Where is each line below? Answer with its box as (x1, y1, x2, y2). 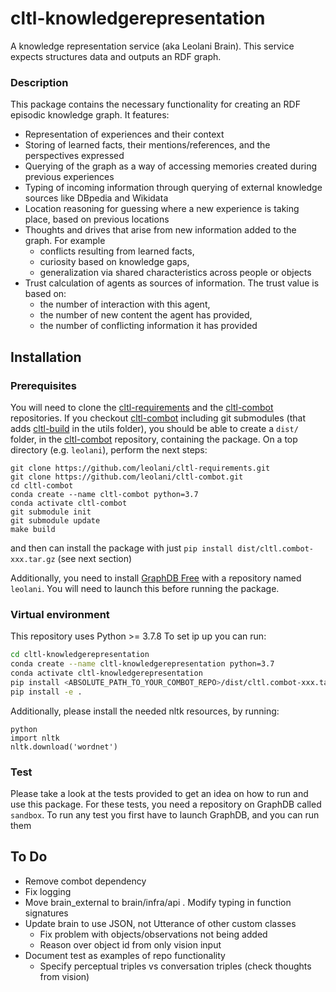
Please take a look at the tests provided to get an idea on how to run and (10, 787, 309, 799)
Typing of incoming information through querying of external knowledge (24, 182, 323, 194)
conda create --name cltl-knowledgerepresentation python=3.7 (10, 659, 275, 669)
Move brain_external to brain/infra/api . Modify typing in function (24, 896, 292, 908)
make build (10, 524, 56, 534)
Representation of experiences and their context (24, 128, 225, 141)
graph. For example (24, 235, 106, 247)
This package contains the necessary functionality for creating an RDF (10, 98, 301, 111)
